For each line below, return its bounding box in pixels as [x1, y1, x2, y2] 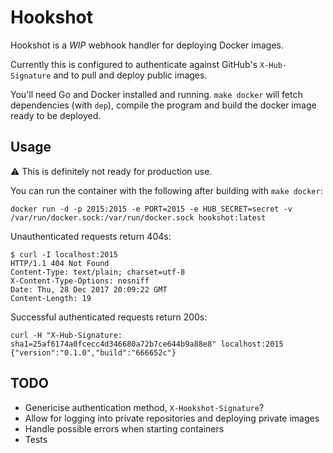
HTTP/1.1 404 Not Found [10, 258, 110, 268]
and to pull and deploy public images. [53, 69, 208, 81]
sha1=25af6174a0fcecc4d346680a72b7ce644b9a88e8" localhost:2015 [10, 339, 284, 349]
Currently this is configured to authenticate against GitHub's [10, 58, 258, 70]
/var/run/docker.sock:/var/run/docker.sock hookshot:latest [10, 212, 267, 223]
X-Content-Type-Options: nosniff [10, 276, 150, 286]
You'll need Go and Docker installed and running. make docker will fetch [10, 88, 303, 100]
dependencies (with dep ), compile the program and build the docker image [10, 99, 317, 111]
